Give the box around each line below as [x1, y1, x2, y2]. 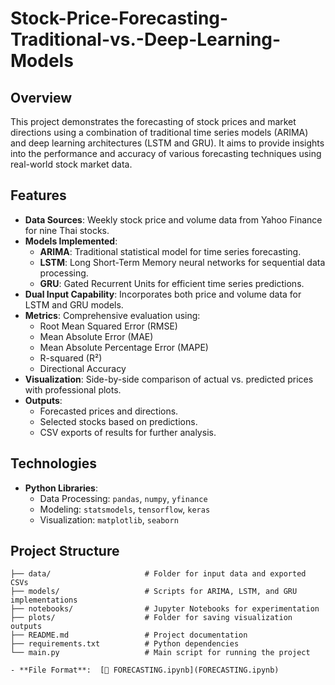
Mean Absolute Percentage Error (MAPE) [39, 341, 209, 353]
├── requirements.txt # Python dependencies [10, 639, 240, 649]
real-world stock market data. [10, 158, 133, 170]
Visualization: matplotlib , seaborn [39, 513, 179, 526]
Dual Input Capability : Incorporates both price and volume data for [24, 288, 302, 300]
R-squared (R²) [39, 352, 103, 364]
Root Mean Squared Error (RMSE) [39, 320, 178, 332]
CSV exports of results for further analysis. [39, 426, 217, 438]
